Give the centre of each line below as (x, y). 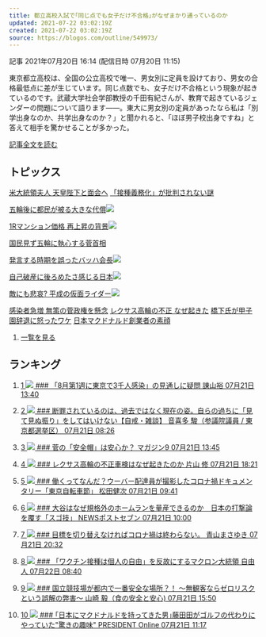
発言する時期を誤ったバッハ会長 (61, 260)
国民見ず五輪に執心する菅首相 (57, 244)
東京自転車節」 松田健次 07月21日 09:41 (113, 491)
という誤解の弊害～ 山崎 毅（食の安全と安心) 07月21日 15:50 (118, 598)
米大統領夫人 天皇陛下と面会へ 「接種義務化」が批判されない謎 (112, 193)
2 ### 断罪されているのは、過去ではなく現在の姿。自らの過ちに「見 (137, 410)
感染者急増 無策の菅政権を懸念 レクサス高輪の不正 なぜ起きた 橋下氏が (124, 311)
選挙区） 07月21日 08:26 (75, 430)
